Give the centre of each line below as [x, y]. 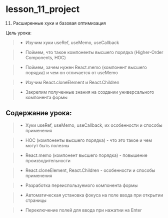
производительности [48, 160]
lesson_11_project [43, 9]
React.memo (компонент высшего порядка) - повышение [86, 155]
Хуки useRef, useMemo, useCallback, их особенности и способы [94, 125]
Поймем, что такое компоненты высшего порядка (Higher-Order [94, 52]
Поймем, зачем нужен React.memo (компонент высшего [86, 67]
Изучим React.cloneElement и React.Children [72, 82]
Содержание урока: [39, 113]
